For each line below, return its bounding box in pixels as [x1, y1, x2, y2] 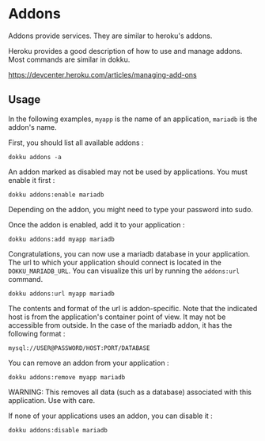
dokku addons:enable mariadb [8, 191, 104, 199]
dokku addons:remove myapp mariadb [8, 373, 126, 381]
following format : [8, 329, 66, 338]
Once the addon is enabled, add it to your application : [8, 219, 185, 230]
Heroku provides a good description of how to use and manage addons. [8, 46, 243, 55]
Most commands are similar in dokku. [8, 55, 131, 64]
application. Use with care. [8, 395, 96, 405]
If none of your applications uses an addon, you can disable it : [8, 411, 214, 420]
